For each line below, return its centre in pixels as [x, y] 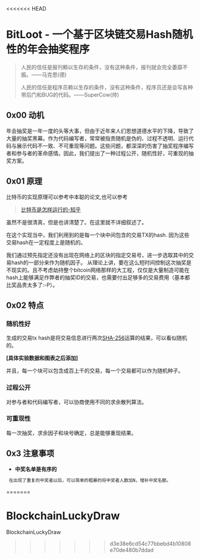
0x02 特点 [25, 305]
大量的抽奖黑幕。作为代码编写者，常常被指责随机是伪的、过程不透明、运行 [97, 138]
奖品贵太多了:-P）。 [35, 285]
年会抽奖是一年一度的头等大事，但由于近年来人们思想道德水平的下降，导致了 [100, 131]
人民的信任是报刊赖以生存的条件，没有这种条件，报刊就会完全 [96, 67]
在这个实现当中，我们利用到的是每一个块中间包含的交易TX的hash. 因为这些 [98, 234]
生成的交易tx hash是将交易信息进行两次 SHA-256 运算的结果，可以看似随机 [97, 338]
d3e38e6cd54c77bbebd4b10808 [151, 544]
